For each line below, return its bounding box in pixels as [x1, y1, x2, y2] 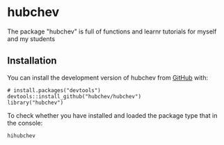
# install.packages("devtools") [7, 86, 101, 94]
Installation [7, 55, 57, 67]
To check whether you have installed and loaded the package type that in [7, 111, 218, 119]
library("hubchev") [7, 99, 64, 106]
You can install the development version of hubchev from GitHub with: [7, 73, 209, 82]
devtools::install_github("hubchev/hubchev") [7, 93, 141, 100]
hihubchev [7, 132, 36, 139]
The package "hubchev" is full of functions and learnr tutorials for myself [7, 27, 217, 36]
